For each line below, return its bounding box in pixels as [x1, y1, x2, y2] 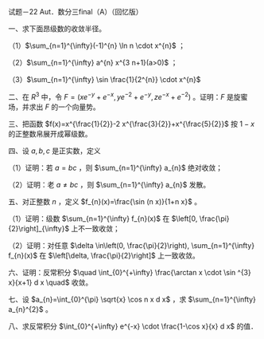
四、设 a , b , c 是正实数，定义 [8, 146, 101, 156]
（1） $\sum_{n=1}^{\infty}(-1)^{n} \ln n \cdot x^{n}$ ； [8, 41, 185, 50]
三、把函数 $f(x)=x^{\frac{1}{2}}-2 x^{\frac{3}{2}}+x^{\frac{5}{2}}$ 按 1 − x [8, 119, 255, 128]
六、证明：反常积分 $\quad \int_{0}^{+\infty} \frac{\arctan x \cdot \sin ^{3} [8, 267, 252, 277]
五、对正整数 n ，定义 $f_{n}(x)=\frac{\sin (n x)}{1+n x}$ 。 [8, 196, 201, 206]
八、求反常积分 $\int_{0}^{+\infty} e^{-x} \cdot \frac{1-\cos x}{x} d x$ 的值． [8, 321, 258, 331]
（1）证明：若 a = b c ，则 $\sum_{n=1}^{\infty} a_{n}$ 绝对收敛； [8, 163, 223, 172]
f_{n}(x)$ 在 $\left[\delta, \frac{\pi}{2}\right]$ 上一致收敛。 [8, 250, 200, 260]
